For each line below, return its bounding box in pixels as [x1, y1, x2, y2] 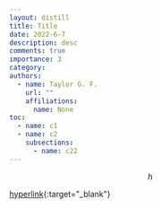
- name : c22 [32, 146, 78, 155]
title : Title [9, 22, 58, 30]
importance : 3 [9, 55, 63, 64]
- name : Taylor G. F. [17, 80, 98, 89]
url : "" [25, 88, 54, 97]
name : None [32, 105, 74, 114]
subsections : [25, 138, 74, 147]
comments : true [9, 47, 66, 56]
